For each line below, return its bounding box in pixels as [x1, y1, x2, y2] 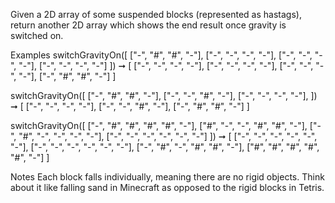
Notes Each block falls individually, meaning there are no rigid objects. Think [10, 171, 325, 183]
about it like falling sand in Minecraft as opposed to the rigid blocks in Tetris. [10, 182, 325, 193]
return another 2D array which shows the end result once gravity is [10, 19, 287, 31]
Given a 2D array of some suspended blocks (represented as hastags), [10, 9, 302, 20]
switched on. [10, 30, 64, 41]
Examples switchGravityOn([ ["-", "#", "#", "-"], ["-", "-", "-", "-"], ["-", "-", [10, 49, 313, 61]
